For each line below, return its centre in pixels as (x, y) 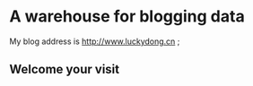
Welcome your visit (64, 69)
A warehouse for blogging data (127, 17)
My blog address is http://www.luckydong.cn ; (95, 41)
